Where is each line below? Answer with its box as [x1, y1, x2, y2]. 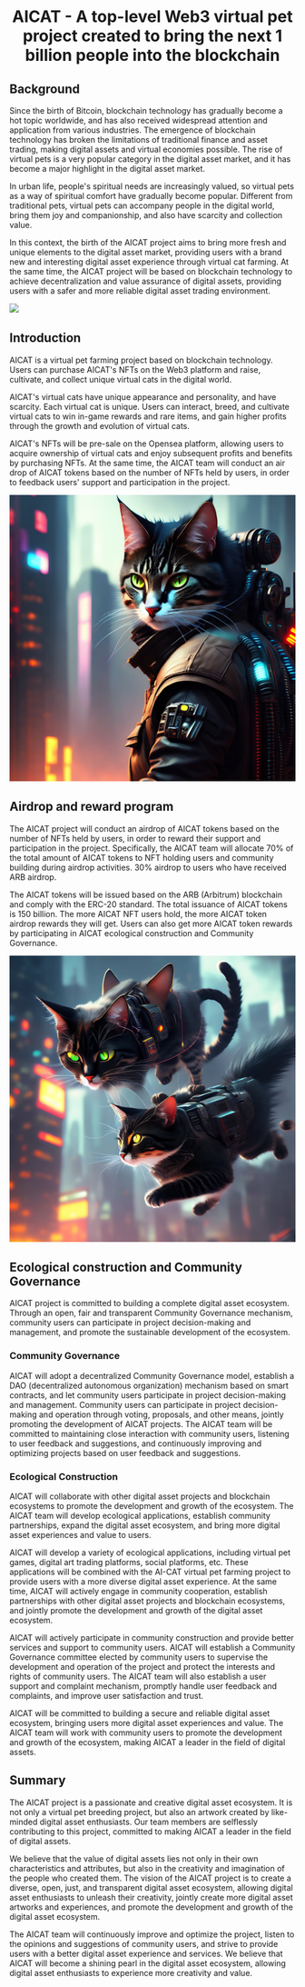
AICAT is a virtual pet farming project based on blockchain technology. [9, 354, 274, 365]
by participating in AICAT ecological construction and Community [9, 927, 254, 938]
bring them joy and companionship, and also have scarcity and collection [9, 210, 283, 220]
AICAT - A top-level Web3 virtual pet [12, 6, 293, 27]
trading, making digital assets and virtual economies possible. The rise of [9, 144, 283, 155]
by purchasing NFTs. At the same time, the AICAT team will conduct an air [9, 457, 286, 468]
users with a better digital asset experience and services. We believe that [9, 1948, 283, 1959]
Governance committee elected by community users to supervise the [9, 1652, 269, 1662]
